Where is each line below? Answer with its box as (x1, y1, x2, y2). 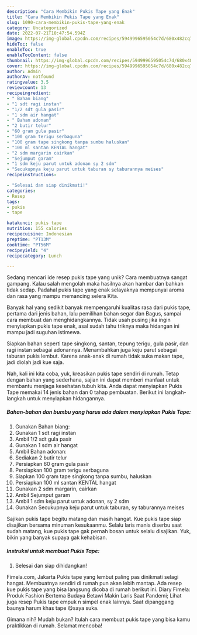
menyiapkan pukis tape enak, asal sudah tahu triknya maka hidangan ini (6, 322, 180, 329)
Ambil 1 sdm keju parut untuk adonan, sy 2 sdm (15, 498, 129, 505)
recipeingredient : (6, 90, 51, 96)
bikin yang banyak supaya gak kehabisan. (6, 534, 108, 541)
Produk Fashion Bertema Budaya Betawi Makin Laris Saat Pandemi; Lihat (6, 592, 182, 599)
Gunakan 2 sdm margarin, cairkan (15, 485, 97, 492)
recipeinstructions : (6, 172, 57, 178)
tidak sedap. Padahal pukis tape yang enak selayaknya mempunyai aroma (6, 286, 185, 293)
